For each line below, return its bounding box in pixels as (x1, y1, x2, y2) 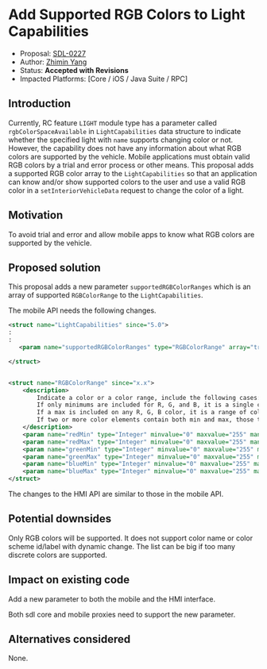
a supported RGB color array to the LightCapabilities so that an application (8, 168, 257, 178)
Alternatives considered (8, 632, 131, 646)
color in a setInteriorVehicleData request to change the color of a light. (8, 185, 245, 195)
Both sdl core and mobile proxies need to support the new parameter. (8, 609, 236, 619)
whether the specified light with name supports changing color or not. (8, 135, 234, 144)
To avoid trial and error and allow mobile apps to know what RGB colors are (8, 229, 255, 239)
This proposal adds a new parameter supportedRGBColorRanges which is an (8, 282, 252, 291)
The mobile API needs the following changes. (8, 306, 157, 315)
